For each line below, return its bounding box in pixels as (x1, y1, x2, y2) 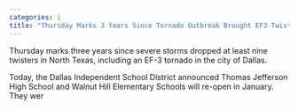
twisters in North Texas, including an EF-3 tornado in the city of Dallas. (9, 55, 268, 65)
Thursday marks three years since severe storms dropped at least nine (9, 45, 268, 55)
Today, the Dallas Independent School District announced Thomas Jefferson (9, 71, 288, 82)
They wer (9, 90, 44, 101)
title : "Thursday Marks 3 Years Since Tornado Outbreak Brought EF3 (9, 21, 268, 30)
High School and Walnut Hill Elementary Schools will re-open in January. (9, 81, 274, 92)
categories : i (9, 12, 62, 22)
